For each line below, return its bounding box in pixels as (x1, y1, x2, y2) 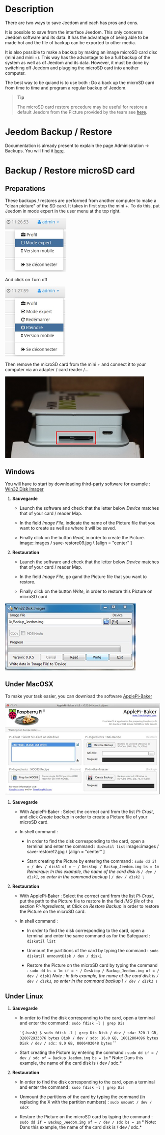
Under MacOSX (5, 680, 54, 689)
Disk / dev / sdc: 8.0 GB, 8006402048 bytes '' (19, 1040, 116, 1046)
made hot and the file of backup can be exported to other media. (5, 39, 136, 45)
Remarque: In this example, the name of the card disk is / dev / (27, 869, 157, 874)
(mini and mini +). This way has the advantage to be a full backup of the (5, 54, 151, 60)
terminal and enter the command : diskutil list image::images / (27, 844, 159, 849)
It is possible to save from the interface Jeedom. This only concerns (5, 29, 143, 35)
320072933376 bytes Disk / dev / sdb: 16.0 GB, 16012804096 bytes (19, 1036, 159, 1041)
